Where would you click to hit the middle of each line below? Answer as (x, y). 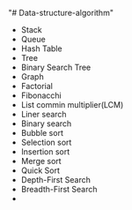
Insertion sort (45, 152)
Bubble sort (42, 133)
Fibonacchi (41, 95)
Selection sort (46, 142)
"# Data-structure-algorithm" (61, 13)
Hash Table (41, 49)
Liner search (44, 114)
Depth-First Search (56, 180)
